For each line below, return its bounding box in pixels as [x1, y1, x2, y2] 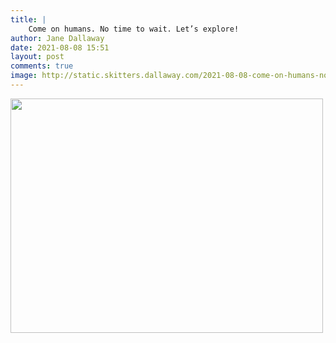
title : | [10, 14, 47, 25]
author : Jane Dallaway [10, 33, 105, 43]
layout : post [10, 52, 65, 62]
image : [10, 71, 38, 81]
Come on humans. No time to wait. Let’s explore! [28, 24, 240, 34]
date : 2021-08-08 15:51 [10, 42, 110, 53]
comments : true [10, 61, 74, 71]
